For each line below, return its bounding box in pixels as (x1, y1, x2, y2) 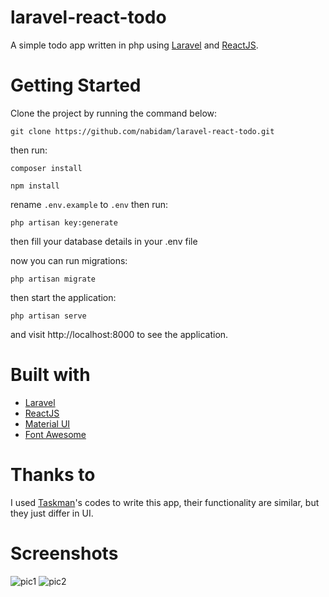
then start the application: (10, 291, 117, 303)
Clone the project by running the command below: (10, 107, 218, 119)
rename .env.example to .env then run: (10, 198, 168, 210)
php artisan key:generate (10, 217, 118, 228)
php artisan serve (10, 311, 87, 321)
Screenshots (10, 542, 119, 565)
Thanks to (10, 464, 96, 486)
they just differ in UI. (10, 507, 94, 519)
